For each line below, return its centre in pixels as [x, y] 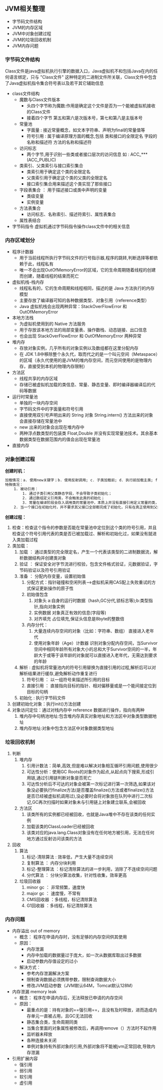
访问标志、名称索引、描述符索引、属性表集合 [71, 214]
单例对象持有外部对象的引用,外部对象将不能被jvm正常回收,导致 [89, 1046]
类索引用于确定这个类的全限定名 [58, 172]
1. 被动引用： [26, 489]
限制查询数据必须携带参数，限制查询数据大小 [71, 980]
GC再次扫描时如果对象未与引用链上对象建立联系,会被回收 [89, 802]
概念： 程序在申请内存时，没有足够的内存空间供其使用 [73, 937]
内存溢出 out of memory [36, 931]
